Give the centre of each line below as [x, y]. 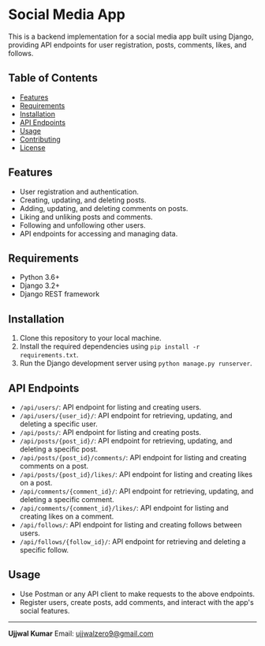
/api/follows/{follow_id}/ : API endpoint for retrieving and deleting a [132, 542]
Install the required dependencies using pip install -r [110, 346]
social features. [45, 610]
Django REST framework [60, 294]
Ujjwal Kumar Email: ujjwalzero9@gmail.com [81, 633]
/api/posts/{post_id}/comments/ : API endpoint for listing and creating [133, 457]
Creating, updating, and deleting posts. [83, 200]
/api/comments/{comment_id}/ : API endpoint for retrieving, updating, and [136, 491]
